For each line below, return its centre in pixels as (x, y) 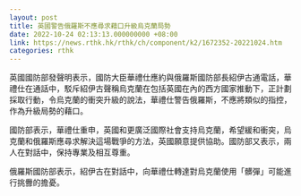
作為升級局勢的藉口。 (48, 111)
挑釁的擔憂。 (40, 183)
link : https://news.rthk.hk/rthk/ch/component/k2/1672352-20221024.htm (146, 43)
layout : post (34, 17)
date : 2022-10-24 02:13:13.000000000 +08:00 (94, 34)
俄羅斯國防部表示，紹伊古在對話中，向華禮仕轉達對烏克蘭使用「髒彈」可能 (146, 172)
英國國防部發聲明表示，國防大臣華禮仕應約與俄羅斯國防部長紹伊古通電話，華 (150, 78)
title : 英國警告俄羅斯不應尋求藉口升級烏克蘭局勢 (90, 26)
